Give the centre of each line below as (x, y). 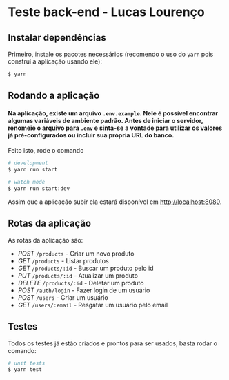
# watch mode (27, 182)
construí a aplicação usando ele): (55, 61)
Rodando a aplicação (54, 96)
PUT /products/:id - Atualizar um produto (78, 275)
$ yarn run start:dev (39, 189)
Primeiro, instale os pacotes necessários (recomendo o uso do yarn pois (111, 54)
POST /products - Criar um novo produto (76, 254)
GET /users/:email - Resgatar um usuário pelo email (93, 305)
